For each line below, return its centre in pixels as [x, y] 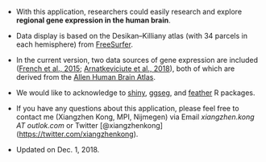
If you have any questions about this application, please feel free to [127, 108]
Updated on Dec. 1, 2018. [58, 150]
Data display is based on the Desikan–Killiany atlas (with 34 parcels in [132, 36]
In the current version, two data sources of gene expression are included [137, 60]
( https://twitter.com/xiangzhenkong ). [77, 134]
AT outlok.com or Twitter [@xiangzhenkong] [89, 125]
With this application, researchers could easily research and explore [129, 12]
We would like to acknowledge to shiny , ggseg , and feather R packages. [135, 93]
